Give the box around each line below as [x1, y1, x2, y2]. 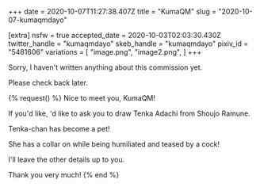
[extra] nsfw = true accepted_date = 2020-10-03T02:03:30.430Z [8, 31, 222, 40]
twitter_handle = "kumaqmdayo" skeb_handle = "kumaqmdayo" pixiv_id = [8, 39, 249, 48]
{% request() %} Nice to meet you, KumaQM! [8, 93, 156, 102]
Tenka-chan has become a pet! [8, 124, 110, 133]
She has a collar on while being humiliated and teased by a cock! [8, 139, 220, 149]
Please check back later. [8, 78, 89, 87]
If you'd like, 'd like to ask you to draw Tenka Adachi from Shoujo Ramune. [8, 109, 251, 118]
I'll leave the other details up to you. [8, 155, 125, 164]
